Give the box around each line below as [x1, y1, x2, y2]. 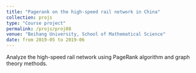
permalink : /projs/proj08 [6, 25, 71, 32]
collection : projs [6, 14, 52, 21]
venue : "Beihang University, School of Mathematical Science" [6, 31, 166, 37]
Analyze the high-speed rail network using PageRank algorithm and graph [6, 54, 190, 60]
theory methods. [6, 60, 48, 67]
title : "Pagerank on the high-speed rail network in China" [6, 8, 161, 15]
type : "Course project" [6, 20, 66, 26]
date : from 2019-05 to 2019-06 [6, 37, 85, 43]
